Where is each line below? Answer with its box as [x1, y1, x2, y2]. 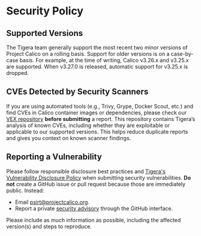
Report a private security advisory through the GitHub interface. [14, 205, 173, 212]
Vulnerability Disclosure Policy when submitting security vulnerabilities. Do [6, 174, 191, 181]
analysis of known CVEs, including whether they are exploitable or [6, 122, 170, 129]
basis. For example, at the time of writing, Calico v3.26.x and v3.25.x [19, 57, 189, 63]
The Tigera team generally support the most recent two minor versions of [6, 44, 188, 51]
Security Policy [6, 4, 84, 18]
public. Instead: [6, 187, 44, 194]
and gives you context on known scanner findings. [6, 134, 131, 141]
